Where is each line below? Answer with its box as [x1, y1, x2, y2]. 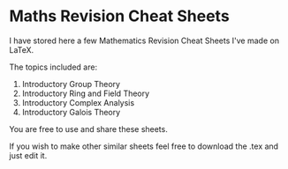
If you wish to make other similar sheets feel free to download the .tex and [9, 141, 279, 151]
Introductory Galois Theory [21, 107, 121, 117]
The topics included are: [9, 62, 98, 72]
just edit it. [9, 150, 48, 160]
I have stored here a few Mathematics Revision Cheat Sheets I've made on [9, 35, 280, 46]
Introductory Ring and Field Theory [21, 88, 150, 99]
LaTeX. [9, 44, 34, 55]
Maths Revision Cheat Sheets [9, 6, 230, 26]
